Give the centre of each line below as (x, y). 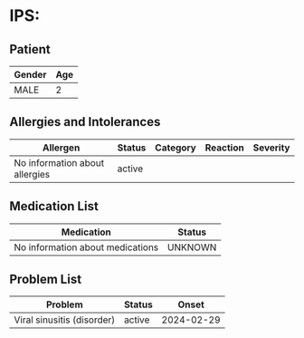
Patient (30, 49)
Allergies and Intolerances (85, 122)
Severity (271, 148)
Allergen (61, 148)
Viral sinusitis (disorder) (65, 320)
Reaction (224, 148)
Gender (30, 75)
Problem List (46, 280)
